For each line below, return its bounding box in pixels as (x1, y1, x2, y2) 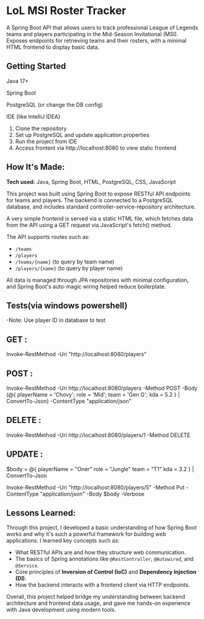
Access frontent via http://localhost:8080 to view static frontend (15, 144, 177, 152)
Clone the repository (15, 125, 67, 132)
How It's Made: (6, 162, 65, 172)
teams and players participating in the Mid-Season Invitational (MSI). (6, 30, 178, 37)
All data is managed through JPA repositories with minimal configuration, (6, 276, 189, 284)
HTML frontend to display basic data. (6, 43, 100, 51)
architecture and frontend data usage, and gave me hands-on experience (6, 599, 191, 607)
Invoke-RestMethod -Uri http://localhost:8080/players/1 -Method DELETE (6, 431, 191, 439)
